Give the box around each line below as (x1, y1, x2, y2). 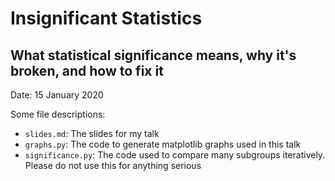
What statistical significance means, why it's (10, 47, 297, 64)
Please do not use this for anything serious (24, 160, 202, 171)
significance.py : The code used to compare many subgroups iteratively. (24, 149, 326, 161)
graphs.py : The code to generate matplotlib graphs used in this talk (24, 138, 302, 150)
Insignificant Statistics (10, 7, 203, 30)
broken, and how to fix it (10, 62, 164, 79)
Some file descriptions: (10, 108, 106, 120)
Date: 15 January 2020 (10, 89, 104, 101)
